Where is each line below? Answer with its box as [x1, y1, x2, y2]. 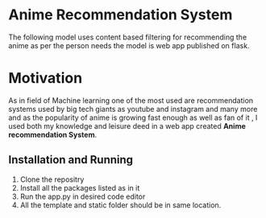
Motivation [8, 69, 83, 88]
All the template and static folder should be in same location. [19, 199, 222, 210]
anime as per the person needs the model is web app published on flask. [8, 40, 250, 50]
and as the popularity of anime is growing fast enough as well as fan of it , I [8, 113, 258, 122]
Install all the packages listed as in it [19, 183, 140, 192]
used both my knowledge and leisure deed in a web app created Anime [8, 121, 246, 130]
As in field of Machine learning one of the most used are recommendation [8, 95, 254, 105]
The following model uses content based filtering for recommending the [8, 32, 247, 42]
